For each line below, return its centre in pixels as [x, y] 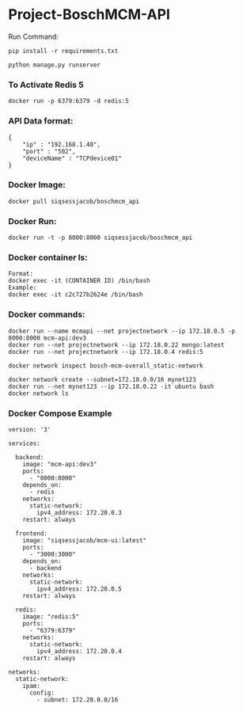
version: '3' [30, 430]
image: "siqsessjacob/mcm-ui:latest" [85, 541]
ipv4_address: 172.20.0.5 [80, 589]
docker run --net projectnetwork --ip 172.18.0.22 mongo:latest [116, 345]
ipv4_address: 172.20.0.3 [80, 513]
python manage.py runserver [55, 65]
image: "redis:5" [51, 617]
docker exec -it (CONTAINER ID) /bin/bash [79, 281]
